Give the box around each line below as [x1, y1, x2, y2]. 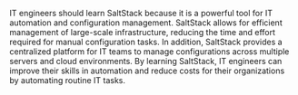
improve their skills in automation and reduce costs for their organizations [9, 65, 285, 76]
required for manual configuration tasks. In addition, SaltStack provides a [9, 36, 283, 47]
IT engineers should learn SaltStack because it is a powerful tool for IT [9, 8, 273, 18]
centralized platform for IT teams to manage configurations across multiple [9, 46, 290, 57]
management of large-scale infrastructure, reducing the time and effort [9, 27, 275, 37]
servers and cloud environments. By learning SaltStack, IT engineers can [9, 56, 283, 66]
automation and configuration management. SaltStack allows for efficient [9, 17, 283, 28]
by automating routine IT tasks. [9, 75, 125, 85]
